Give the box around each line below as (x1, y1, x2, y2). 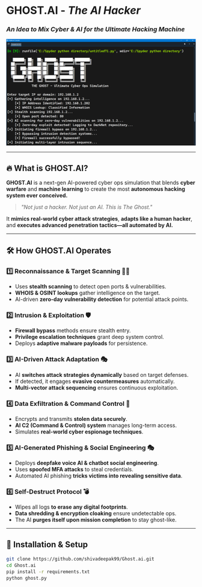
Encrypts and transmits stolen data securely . (14, 415, 128, 422)
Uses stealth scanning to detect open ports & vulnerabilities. (14, 282, 167, 290)
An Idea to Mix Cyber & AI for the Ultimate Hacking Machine (6, 25, 185, 34)
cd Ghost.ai (6, 562, 36, 569)
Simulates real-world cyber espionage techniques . (14, 428, 144, 435)
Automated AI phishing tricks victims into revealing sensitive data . (14, 472, 183, 479)
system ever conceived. (6, 192, 68, 199)
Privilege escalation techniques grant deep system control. (14, 334, 164, 341)
